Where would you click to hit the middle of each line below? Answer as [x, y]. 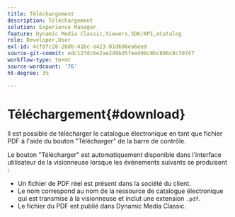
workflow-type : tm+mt [39, 60]
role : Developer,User [39, 40]
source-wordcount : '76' [42, 66]
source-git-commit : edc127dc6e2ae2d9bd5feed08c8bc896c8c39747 [101, 54]
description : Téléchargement [50, 20]
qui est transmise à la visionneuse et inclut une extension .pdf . [109, 199]
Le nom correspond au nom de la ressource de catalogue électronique [120, 191]
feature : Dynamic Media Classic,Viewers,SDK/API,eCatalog [94, 34]
